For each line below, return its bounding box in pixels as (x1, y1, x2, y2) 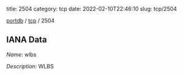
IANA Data (6, 35, 47, 45)
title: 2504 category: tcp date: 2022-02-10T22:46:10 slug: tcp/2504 (6, 5, 177, 12)
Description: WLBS (6, 62, 54, 70)
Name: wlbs (6, 51, 37, 58)
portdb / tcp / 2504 (6, 17, 55, 24)
